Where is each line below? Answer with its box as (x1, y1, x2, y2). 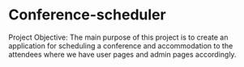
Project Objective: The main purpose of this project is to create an (8, 32, 229, 42)
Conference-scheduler (8, 6, 166, 24)
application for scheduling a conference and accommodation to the (8, 40, 233, 50)
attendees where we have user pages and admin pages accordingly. (8, 49, 237, 59)
